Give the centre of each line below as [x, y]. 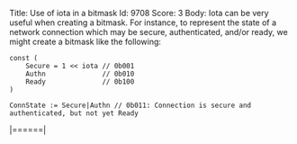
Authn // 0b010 [80, 74]
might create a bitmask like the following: [85, 41]
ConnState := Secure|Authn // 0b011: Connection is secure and [130, 105]
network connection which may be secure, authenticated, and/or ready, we [148, 32]
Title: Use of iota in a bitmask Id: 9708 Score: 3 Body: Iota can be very [139, 13]
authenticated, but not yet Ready [74, 113]
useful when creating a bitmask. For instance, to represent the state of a [143, 22]
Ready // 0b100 [80, 82]
